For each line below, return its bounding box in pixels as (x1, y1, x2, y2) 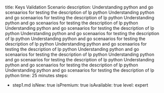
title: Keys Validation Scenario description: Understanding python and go (5, 4, 154, 10)
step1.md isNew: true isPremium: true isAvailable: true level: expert (12, 82, 149, 88)
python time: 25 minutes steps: (5, 73, 68, 78)
